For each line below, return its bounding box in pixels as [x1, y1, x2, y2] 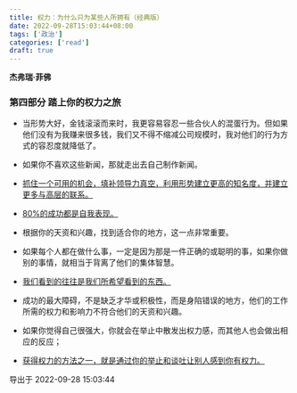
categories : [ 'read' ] [9, 37, 90, 47]
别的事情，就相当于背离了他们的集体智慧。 [21, 258, 179, 268]
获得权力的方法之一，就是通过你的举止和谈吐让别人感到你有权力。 [21, 356, 265, 366]
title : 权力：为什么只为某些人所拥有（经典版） [9, 12, 164, 22]
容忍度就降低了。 [37, 140, 101, 151]
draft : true [9, 46, 54, 55]
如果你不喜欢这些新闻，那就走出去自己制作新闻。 [21, 160, 202, 170]
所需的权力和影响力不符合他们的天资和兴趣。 [21, 307, 187, 317]
